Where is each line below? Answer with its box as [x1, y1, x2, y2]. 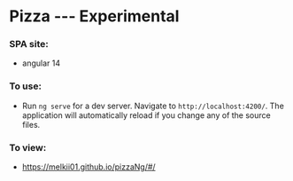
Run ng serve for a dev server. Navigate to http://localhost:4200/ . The [21, 100, 285, 111]
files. [21, 119, 41, 130]
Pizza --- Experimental [9, 6, 180, 27]
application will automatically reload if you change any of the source [21, 109, 272, 121]
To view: [9, 141, 47, 153]
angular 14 [21, 58, 60, 68]
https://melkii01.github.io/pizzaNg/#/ [21, 161, 157, 172]
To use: [9, 80, 42, 92]
